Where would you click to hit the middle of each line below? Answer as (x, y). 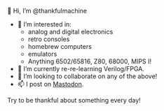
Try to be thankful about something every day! (74, 100)
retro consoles (49, 39)
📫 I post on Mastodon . (50, 84)
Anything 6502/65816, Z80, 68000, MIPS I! (90, 61)
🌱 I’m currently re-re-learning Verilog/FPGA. (81, 69)
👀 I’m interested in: (44, 24)
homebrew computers (60, 46)
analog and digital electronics (70, 32)
